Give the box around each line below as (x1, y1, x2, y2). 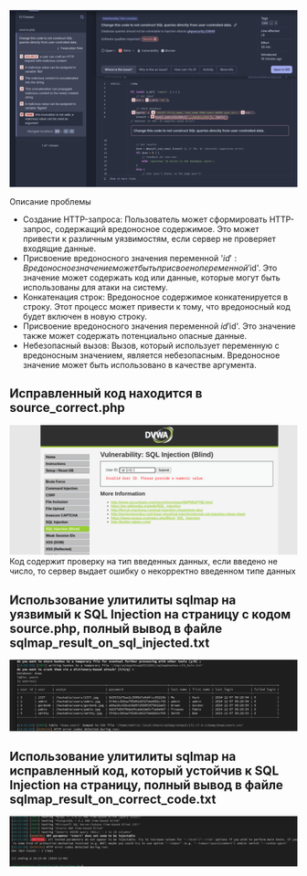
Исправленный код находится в (9, 385, 203, 402)
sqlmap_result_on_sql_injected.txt (9, 635, 210, 650)
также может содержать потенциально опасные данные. (22, 331, 248, 342)
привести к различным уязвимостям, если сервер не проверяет (22, 234, 276, 245)
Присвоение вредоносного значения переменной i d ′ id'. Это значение (22, 321, 296, 332)
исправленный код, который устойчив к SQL (9, 764, 280, 778)
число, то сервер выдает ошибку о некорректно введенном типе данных (9, 565, 296, 576)
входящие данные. (22, 243, 97, 254)
